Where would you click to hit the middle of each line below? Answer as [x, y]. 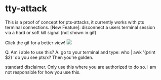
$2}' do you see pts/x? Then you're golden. [49, 57]
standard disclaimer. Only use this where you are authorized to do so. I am [81, 67]
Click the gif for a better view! [35, 43]
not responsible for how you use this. [43, 72]
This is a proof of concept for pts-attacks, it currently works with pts [75, 22]
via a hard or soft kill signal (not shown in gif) [51, 32]
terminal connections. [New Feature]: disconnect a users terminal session [80, 27]
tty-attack [26, 9]
